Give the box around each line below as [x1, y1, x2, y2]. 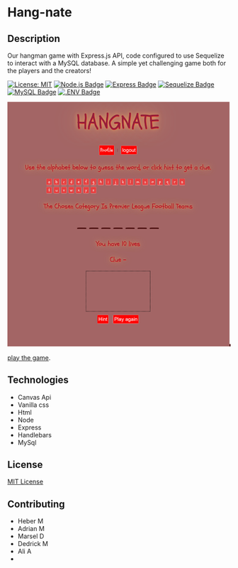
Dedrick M [17, 540, 48, 548]
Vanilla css [17, 400, 50, 409]
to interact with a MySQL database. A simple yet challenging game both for [7, 59, 227, 67]
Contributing [7, 498, 65, 510]
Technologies [7, 374, 69, 386]
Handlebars [17, 430, 52, 439]
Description [7, 33, 60, 45]
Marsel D [17, 532, 45, 540]
